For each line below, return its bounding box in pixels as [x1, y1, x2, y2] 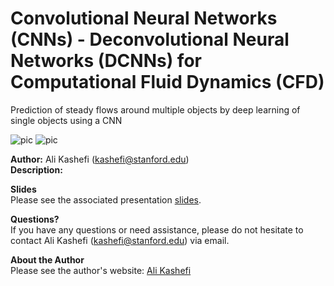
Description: [10, 163, 63, 176]
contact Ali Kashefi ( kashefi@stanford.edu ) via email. [10, 234, 230, 246]
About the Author [10, 253, 85, 266]
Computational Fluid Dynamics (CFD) [10, 71, 325, 94]
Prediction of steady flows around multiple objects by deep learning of [10, 103, 301, 116]
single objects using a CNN [10, 114, 123, 126]
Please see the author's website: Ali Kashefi [10, 264, 192, 276]
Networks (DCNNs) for [10, 50, 202, 72]
